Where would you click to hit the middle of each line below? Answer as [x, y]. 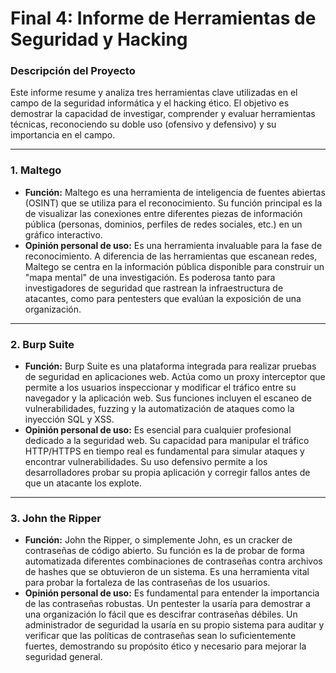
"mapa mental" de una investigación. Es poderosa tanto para [150, 277]
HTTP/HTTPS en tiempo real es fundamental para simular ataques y [164, 451]
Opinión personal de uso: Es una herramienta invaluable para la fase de [173, 245]
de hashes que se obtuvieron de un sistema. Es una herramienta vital [167, 572]
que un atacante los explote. [83, 483]
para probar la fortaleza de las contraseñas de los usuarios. [147, 583]
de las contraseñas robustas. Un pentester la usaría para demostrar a [167, 604]
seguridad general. [63, 657]
